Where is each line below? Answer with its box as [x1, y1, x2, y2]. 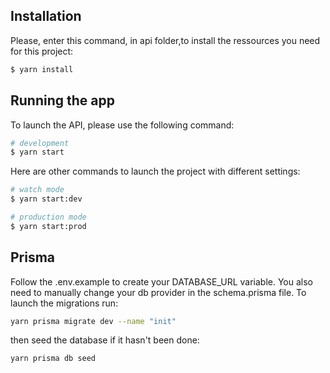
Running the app [10, 92, 115, 109]
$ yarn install [10, 64, 74, 74]
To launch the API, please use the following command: [10, 119, 235, 131]
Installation [10, 8, 82, 25]
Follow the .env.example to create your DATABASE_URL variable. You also [10, 275, 314, 288]
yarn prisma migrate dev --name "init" [10, 316, 177, 326]
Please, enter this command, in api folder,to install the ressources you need [10, 34, 321, 46]
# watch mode [10, 185, 65, 195]
